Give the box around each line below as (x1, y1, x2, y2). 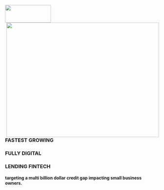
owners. (5, 180, 22, 186)
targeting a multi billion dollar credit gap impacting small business (5, 175, 142, 181)
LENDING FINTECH (5, 163, 51, 169)
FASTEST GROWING (5, 137, 54, 144)
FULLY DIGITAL (5, 149, 41, 156)
